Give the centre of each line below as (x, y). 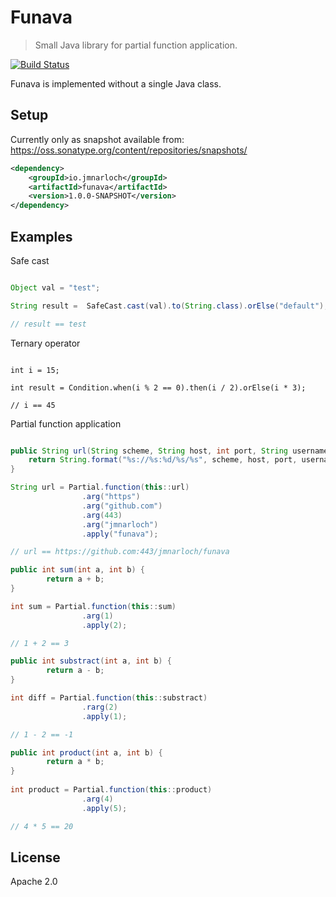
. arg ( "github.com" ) (122, 506)
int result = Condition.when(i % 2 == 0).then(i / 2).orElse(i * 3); (158, 387)
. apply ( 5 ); (104, 808)
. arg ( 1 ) (97, 616)
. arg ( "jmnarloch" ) (120, 524)
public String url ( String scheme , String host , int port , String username (169, 451)
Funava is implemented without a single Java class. (116, 83)
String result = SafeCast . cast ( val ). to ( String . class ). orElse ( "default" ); (169, 306)
